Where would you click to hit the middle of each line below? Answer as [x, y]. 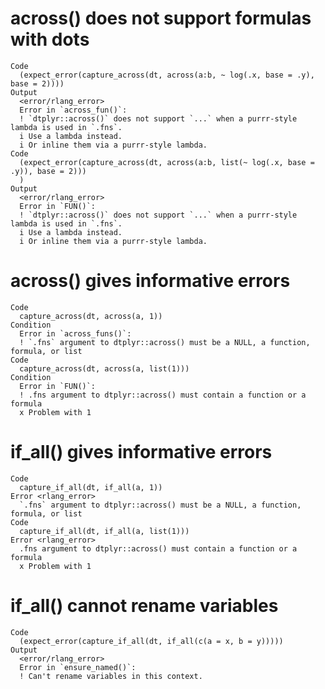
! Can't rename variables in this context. [111, 676]
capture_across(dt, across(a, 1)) [91, 316]
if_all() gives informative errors [141, 452]
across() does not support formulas [161, 18]
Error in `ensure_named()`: [78, 667]
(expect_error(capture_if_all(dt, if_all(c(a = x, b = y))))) [151, 641]
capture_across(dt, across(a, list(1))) [104, 368]
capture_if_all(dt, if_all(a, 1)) [91, 487]
